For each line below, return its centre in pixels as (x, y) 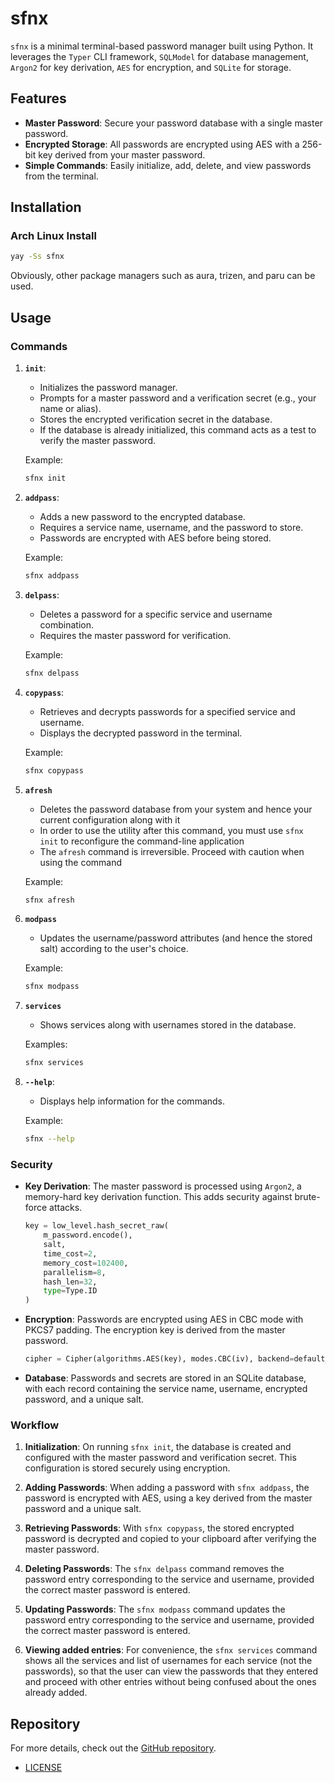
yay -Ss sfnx (37, 257)
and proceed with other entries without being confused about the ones (170, 1682)
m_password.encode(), (88, 1235)
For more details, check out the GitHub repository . (113, 1748)
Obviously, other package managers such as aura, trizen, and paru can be (163, 276)
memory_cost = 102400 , (86, 1263)
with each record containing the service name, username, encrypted (166, 1389)
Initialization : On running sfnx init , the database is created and (158, 1447)
